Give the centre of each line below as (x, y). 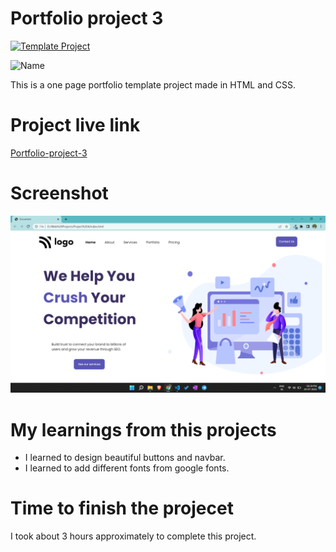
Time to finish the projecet (122, 508)
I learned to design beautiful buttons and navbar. (125, 458)
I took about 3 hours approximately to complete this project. (133, 536)
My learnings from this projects (143, 429)
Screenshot (59, 193)
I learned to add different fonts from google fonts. (127, 468)
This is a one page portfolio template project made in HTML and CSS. (153, 84)
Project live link (75, 125)
